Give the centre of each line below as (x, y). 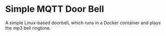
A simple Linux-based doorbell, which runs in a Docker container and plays (83, 23)
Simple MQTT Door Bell (55, 9)
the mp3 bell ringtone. (28, 28)
